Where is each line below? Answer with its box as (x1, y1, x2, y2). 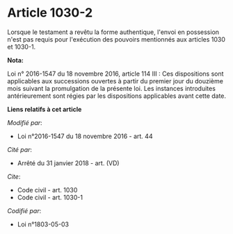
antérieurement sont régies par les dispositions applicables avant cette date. (7, 92, 227, 100)
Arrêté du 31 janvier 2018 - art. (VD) (17, 158, 120, 167)
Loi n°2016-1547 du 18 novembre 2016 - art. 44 (17, 132, 153, 140)
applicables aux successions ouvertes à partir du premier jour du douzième (7, 76, 224, 85)
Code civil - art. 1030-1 (17, 193, 83, 201)
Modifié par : (7, 118, 43, 126)
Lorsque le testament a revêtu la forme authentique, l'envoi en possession (7, 28, 220, 36)
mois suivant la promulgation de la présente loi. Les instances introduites (7, 84, 216, 92)
